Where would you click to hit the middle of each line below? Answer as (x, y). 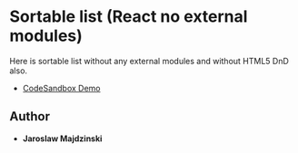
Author (30, 116)
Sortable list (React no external (129, 17)
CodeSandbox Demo (61, 88)
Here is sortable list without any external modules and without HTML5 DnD (149, 61)
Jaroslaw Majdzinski (62, 139)
